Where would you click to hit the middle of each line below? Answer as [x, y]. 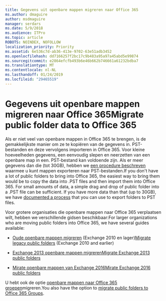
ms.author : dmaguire [27, 14]
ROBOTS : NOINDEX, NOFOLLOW [33, 42]
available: [15, 228]
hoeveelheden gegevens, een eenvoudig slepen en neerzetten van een [78, 154]
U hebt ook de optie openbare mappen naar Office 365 [61, 283]
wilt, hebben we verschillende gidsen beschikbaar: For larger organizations [81, 217]
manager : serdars [23, 24]
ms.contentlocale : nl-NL [31, 70]
